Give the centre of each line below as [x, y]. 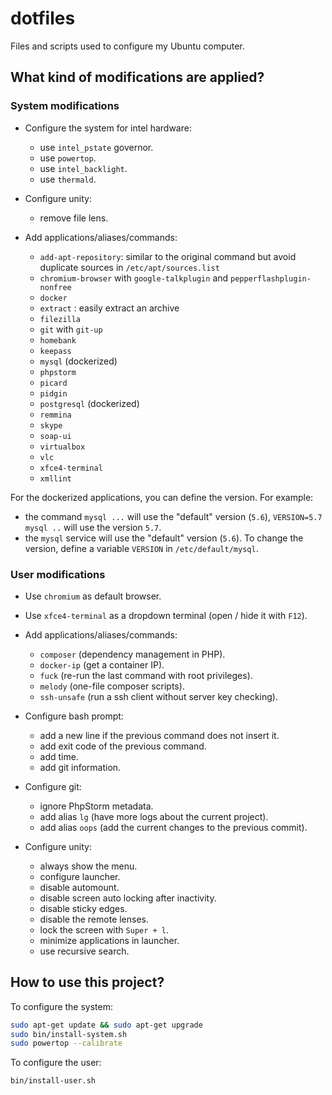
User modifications [58, 574]
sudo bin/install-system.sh [69, 1034]
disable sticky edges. [83, 908]
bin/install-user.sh [53, 1081]
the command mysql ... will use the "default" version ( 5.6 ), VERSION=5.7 [173, 516]
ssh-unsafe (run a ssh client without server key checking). [158, 696]
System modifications [65, 106]
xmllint [55, 478]
